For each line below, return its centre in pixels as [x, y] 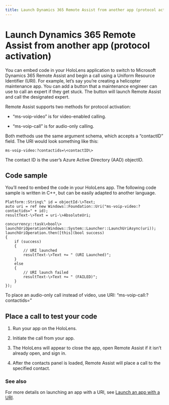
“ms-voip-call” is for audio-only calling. [53, 126]
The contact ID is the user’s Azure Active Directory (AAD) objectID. [74, 159]
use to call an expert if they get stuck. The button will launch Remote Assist [83, 92]
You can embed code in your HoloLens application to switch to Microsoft [80, 70]
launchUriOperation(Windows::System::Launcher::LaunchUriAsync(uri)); [81, 229]
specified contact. [31, 368]
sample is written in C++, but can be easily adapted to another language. [81, 193]
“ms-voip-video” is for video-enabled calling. [59, 116]
